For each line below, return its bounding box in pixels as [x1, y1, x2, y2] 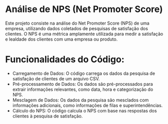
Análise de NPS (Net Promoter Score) [5, 4, 163, 15]
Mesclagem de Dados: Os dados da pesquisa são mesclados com [12, 97, 149, 103]
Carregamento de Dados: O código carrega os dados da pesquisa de [12, 70, 155, 76]
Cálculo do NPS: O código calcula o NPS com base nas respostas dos [12, 107, 157, 113]
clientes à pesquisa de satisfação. [12, 113, 83, 119]
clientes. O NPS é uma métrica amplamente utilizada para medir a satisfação [5, 31, 163, 37]
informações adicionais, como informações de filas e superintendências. [12, 102, 163, 108]
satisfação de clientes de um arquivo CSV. [12, 75, 100, 81]
